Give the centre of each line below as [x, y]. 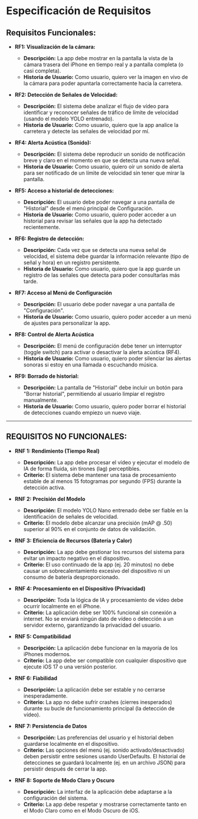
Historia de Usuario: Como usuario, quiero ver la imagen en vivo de [106, 77]
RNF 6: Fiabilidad [36, 678]
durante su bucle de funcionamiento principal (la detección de [99, 708]
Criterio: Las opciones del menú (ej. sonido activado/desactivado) [104, 750]
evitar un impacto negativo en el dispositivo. [77, 558]
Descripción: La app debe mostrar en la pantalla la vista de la [98, 58]
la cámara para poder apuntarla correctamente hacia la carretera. [103, 83]
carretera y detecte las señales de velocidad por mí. [87, 131]
